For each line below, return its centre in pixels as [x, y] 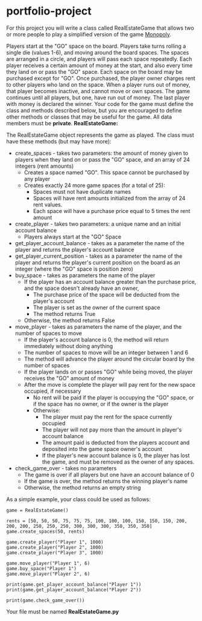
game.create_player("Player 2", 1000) [55, 547]
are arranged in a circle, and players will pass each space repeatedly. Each [99, 59]
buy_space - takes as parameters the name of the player [85, 275]
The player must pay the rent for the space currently [107, 416]
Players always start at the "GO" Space [73, 237]
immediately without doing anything [68, 346]
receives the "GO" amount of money [69, 378]
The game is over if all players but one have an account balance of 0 [109, 475]
